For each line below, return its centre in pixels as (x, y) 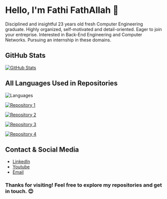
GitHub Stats (25, 56)
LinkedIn (21, 162)
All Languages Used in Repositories (62, 84)
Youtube (21, 167)
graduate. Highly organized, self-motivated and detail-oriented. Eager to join (83, 29)
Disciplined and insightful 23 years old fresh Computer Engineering (74, 24)
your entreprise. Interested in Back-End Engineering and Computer (74, 34)
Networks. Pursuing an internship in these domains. (58, 40)
